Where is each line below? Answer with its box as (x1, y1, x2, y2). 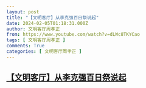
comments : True (6, 43, 45, 49)
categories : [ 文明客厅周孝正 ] (6, 49, 82, 55)
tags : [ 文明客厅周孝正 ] (6, 37, 66, 43)
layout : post (6, 8, 40, 15)
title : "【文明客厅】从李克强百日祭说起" (6, 15, 99, 21)
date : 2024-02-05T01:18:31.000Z (6, 20, 88, 26)
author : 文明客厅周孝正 (6, 25, 60, 32)
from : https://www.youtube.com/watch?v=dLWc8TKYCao (6, 32, 140, 38)
